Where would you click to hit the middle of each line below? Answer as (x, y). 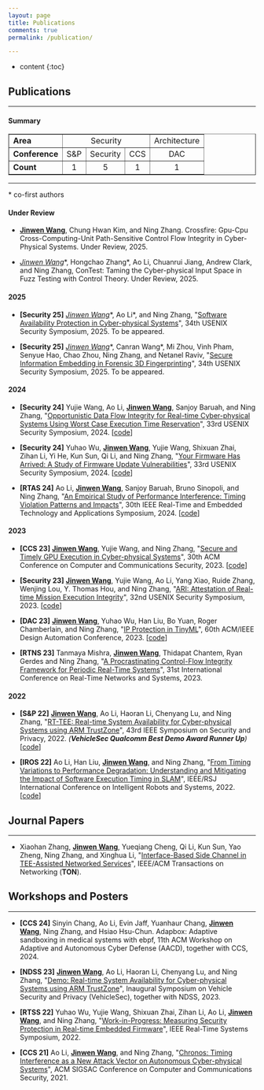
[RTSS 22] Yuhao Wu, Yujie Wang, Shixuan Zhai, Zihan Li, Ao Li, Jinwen (136, 1012)
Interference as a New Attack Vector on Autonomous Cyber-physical (130, 1061)
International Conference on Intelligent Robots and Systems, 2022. (127, 788)
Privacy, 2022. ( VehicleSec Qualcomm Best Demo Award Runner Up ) (133, 739)
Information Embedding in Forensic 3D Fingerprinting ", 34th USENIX (130, 363)
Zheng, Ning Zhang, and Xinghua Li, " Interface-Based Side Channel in (133, 855)
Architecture (177, 141)
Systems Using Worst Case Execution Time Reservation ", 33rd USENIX (134, 424)
